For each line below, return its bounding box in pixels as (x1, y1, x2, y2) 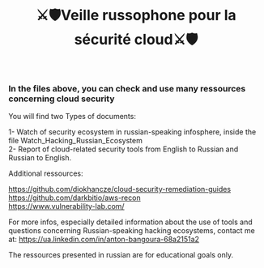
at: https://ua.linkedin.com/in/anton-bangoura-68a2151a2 (8, 235, 200, 245)
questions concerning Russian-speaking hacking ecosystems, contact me (8, 226, 255, 236)
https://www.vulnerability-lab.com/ (8, 202, 125, 211)
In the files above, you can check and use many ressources (8, 83, 246, 94)
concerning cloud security (8, 93, 115, 104)
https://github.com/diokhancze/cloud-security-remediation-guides (8, 185, 232, 194)
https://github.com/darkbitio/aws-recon (8, 193, 141, 202)
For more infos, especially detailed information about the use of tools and (8, 217, 253, 227)
